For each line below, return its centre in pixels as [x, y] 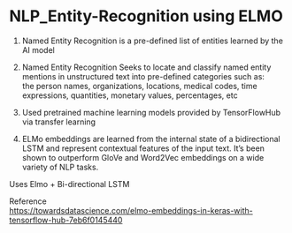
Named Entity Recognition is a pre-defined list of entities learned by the [152, 41]
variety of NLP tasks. [60, 167]
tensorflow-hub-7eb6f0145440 [66, 220]
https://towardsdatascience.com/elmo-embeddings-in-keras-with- [131, 210]
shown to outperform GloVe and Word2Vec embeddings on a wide [143, 157]
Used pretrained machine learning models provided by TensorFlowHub [151, 112]
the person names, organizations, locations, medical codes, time [140, 86]
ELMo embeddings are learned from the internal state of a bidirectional [151, 139]
